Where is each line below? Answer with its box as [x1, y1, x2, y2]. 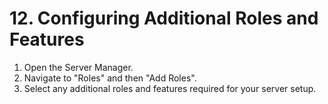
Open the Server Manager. [23, 61, 134, 73]
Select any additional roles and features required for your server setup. [23, 82, 317, 94]
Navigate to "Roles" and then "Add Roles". [23, 72, 197, 84]
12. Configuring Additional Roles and [9, 7, 319, 30]
